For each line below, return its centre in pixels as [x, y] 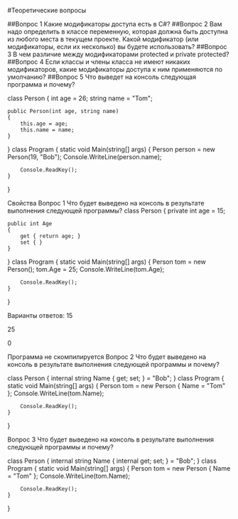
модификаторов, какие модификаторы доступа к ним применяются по [115, 69]
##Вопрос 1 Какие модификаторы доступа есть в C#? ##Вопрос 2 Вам [115, 24]
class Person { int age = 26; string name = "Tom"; [80, 98]
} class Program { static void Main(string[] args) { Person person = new [111, 149]
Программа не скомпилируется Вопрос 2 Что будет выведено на [107, 357]
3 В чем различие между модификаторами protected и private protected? [118, 54]
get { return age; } [50, 236]
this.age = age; [44, 124]
